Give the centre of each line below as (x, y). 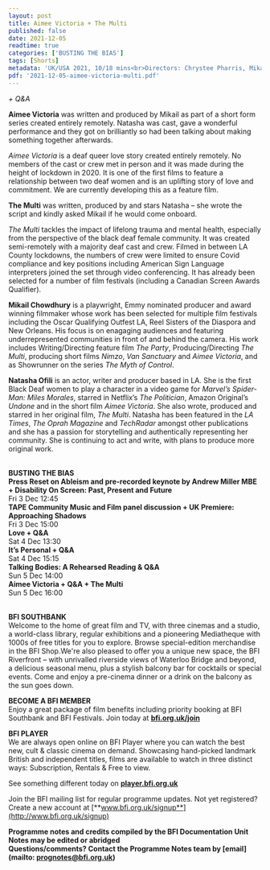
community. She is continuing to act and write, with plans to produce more (131, 440)
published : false (37, 31)
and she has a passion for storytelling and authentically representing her (128, 431)
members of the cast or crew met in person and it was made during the (126, 164)
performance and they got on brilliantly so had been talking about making (130, 131)
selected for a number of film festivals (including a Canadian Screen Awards (134, 280)
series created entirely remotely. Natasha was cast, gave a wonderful (123, 122)
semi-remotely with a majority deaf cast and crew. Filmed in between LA (128, 246)
